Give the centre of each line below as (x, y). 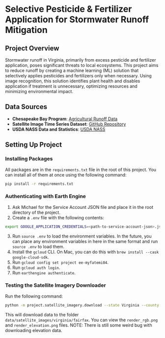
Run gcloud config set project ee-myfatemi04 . (60, 262)
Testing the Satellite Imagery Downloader (56, 285)
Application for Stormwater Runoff (77, 19)
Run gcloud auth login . (36, 268)
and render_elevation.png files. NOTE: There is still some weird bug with (79, 325)
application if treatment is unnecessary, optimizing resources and (71, 86)
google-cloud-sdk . (30, 257)
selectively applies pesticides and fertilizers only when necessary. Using (79, 76)
